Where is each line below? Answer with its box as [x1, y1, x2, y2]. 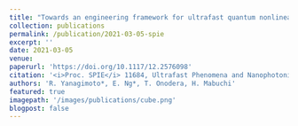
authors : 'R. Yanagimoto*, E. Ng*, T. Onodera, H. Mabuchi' [9, 79, 237, 88]
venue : [9, 54, 34, 63]
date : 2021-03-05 [9, 46, 74, 55]
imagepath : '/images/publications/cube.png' [9, 95, 176, 105]
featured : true [9, 87, 66, 96]
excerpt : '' [9, 37, 53, 47]
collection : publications [9, 21, 105, 30]
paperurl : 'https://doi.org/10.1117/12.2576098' [9, 63, 192, 72]
